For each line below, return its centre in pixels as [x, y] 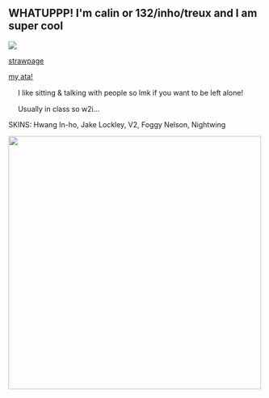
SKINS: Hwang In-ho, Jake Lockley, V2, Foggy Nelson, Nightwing [117, 124]
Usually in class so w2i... [59, 109]
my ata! [21, 76]
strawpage [26, 61]
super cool [36, 26]
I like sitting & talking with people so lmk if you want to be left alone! [130, 92]
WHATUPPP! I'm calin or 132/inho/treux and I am [133, 13]
